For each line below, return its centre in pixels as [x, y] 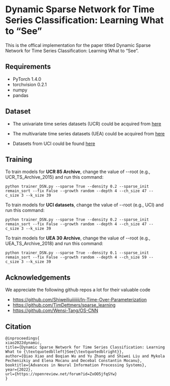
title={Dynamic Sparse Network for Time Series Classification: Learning [85, 347]
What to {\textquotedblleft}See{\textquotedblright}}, [65, 352]
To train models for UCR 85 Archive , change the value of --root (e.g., [78, 172]
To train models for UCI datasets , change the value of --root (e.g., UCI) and [84, 205]
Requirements [28, 67]
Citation [18, 327]
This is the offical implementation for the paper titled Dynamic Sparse [78, 45]
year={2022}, [19, 370]
